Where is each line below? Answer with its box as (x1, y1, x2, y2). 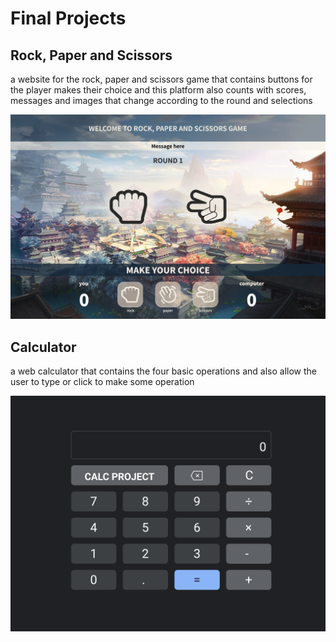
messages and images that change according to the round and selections (10, 95, 313, 106)
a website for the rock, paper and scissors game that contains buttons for (10, 73, 313, 85)
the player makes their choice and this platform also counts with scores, (10, 84, 307, 96)
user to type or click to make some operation (10, 376, 195, 388)
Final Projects (10, 7, 127, 30)
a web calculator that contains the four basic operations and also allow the (10, 365, 317, 377)
